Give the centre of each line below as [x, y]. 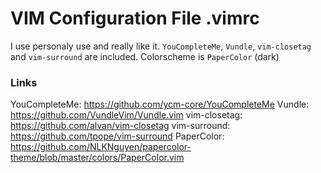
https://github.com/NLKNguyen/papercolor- [101, 147]
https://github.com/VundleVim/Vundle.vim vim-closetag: [126, 115]
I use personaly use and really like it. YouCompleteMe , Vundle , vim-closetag [161, 46]
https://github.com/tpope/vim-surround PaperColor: [117, 136]
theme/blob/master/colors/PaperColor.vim [97, 158]
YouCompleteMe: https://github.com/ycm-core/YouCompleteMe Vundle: [160, 104]
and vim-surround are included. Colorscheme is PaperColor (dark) [145, 56]
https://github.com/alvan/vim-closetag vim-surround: [120, 126]
